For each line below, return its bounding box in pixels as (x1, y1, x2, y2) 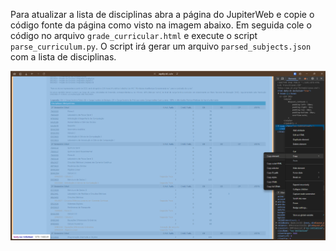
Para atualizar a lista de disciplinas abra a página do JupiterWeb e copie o (10, 9, 315, 20)
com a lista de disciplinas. (10, 51, 117, 63)
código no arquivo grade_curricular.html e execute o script (10, 30, 258, 41)
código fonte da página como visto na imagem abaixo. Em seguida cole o (10, 19, 312, 31)
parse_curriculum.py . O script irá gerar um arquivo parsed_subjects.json (10, 40, 312, 52)
